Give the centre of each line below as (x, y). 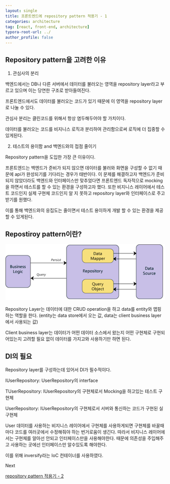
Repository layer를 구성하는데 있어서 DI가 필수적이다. (58, 369)
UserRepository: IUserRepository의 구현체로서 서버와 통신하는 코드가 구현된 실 (84, 408)
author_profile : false (29, 38)
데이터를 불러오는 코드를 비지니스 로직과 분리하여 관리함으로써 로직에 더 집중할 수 (85, 129)
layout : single (21, 11)
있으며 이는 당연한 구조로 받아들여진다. (53, 90)
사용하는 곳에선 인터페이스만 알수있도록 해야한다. (59, 444)
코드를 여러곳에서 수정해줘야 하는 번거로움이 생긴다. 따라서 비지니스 (81, 432)
